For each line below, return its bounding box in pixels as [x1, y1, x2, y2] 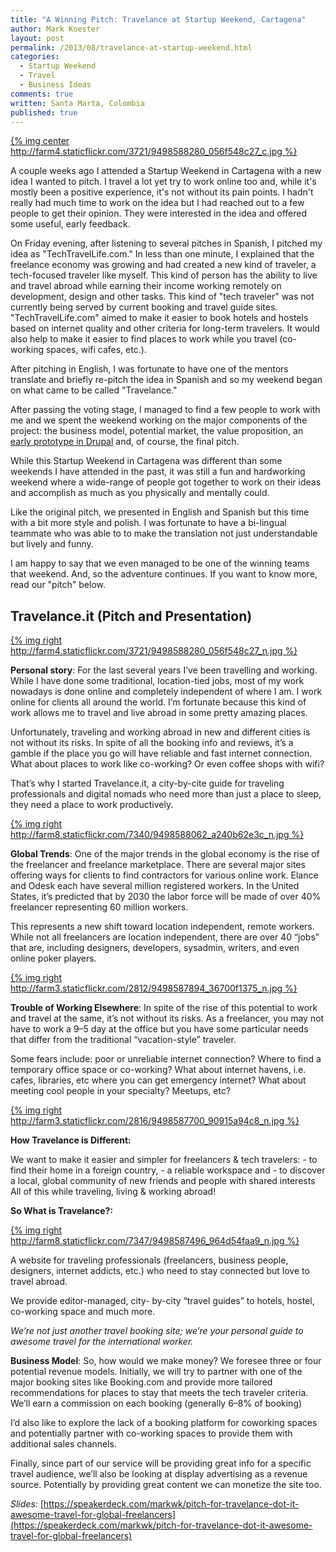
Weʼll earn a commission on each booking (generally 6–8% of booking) [10, 1397, 303, 1410]
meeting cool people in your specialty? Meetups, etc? [10, 1085, 232, 1097]
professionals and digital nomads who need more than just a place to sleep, [10, 788, 322, 800]
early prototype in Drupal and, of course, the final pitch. [10, 436, 240, 448]
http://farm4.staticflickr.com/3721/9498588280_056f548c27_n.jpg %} [10, 645, 298, 657]
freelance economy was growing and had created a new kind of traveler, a [10, 259, 317, 271]
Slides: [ [10, 1498, 44, 1510]
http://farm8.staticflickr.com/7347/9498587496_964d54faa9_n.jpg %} [10, 1235, 300, 1247]
